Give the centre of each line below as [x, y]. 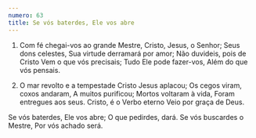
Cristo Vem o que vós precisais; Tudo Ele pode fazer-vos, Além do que [133, 62]
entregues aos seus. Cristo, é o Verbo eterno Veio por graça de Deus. [132, 102]
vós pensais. [40, 70]
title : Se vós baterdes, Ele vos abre [71, 23]
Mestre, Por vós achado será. [56, 125]
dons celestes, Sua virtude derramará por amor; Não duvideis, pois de [133, 53]
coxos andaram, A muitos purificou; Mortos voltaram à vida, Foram [127, 93]
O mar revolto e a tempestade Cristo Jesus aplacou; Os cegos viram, [131, 85]
